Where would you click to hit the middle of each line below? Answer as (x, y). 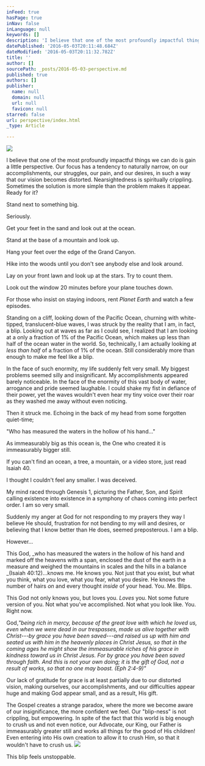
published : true (27, 75)
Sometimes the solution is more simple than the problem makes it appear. (99, 186)
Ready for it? (22, 193)
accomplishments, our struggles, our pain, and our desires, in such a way (99, 173)
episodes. (19, 306)
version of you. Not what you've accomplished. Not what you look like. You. (101, 604)
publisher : (20, 86)
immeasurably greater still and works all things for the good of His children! (101, 731)
